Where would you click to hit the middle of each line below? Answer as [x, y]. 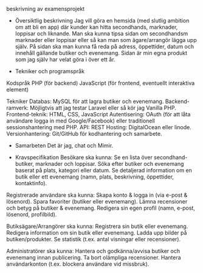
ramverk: [18, 108]
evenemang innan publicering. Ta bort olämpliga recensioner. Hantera [94, 257]
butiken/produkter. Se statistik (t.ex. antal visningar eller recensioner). [94, 239]
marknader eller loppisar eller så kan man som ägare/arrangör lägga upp [106, 40]
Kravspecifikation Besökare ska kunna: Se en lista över [84, 157]
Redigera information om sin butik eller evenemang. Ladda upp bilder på [97, 233]
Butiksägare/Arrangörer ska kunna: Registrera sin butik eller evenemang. [97, 226]
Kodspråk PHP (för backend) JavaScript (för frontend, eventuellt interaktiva [101, 83]
